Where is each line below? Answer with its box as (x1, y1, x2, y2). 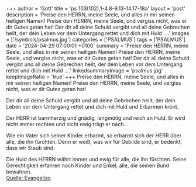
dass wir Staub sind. (6, 144, 56, 151)
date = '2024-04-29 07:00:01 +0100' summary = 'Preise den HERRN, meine (6, 42, 189, 49)
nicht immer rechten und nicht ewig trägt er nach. (6, 121, 126, 127)
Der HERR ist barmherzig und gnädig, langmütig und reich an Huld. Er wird (6, 115, 185, 122)
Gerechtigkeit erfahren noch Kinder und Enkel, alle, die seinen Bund (6, 162, 170, 169)
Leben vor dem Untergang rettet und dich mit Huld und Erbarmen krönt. (6, 103, 179, 110)
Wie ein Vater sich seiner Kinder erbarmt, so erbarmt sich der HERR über (6, 132, 182, 139)
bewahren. (6, 168, 32, 175)
